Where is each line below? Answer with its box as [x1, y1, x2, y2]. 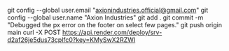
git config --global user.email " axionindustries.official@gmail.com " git [7, 6, 209, 14]
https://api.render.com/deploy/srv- [62, 28, 162, 36]
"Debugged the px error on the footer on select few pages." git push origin [7, 21, 223, 29]
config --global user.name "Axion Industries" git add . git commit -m [7, 13, 204, 22]
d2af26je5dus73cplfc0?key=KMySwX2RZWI [7, 36, 136, 44]
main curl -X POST [7, 28, 61, 36]
